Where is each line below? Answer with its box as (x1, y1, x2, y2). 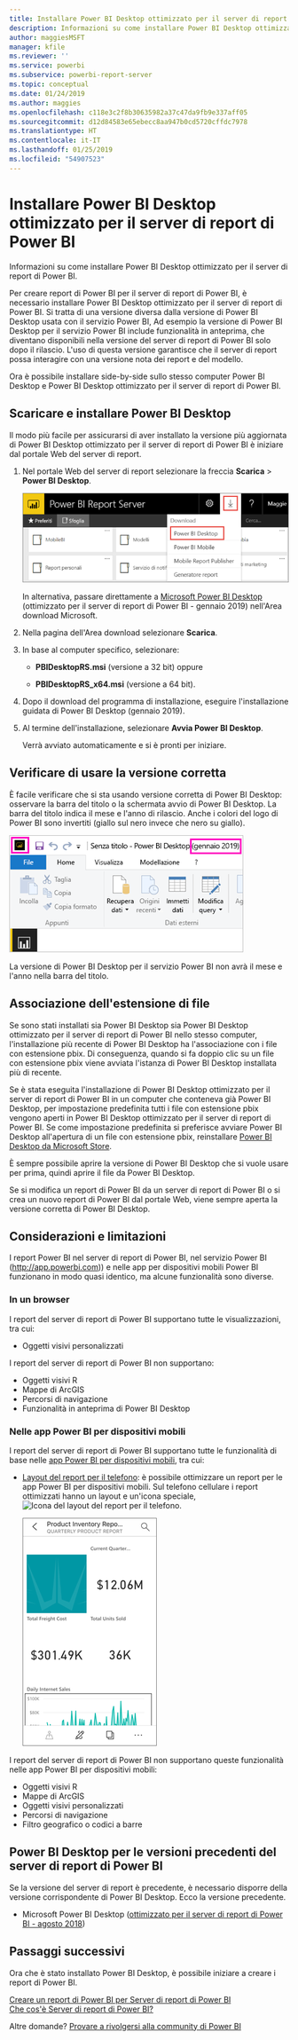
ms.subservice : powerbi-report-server (9, 71, 153, 80)
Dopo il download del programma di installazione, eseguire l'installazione (21, 696, 289, 706)
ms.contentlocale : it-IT (9, 136, 101, 146)
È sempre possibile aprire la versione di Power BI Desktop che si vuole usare (9, 1158, 289, 1169)
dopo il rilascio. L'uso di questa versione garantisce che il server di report (9, 344, 278, 355)
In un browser (9, 1294, 70, 1306)
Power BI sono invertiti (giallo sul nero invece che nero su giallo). (9, 817, 246, 828)
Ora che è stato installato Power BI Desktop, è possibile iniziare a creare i (9, 1967, 277, 1978)
